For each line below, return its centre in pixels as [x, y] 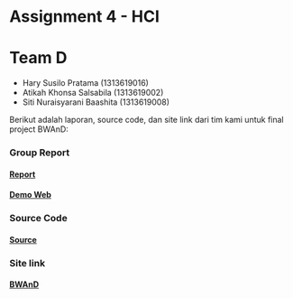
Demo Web [31, 195]
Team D [38, 58]
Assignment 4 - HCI [84, 17]
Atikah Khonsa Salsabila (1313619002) [93, 93]
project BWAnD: [39, 129]
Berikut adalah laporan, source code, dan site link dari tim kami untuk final [146, 120]
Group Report [40, 153]
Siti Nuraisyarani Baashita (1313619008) [96, 102]
